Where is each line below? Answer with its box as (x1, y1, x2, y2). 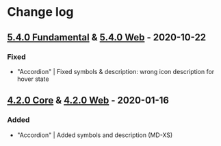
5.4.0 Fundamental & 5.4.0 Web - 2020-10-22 (7, 32, 207, 43)
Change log (7, 4, 74, 20)
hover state (16, 75, 49, 83)
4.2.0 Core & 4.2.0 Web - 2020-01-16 (7, 95, 170, 106)
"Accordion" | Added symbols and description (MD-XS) (16, 131, 173, 139)
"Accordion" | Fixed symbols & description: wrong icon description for (16, 67, 215, 75)
